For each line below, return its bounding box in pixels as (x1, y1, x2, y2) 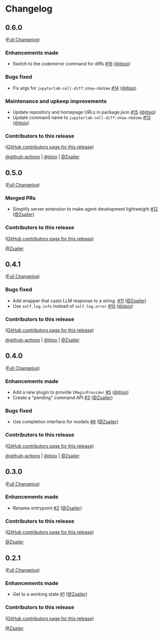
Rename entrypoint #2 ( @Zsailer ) (12, 505, 83, 511)
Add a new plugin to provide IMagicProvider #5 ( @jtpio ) (12, 389, 129, 395)
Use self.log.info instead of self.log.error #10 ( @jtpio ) (12, 303, 133, 309)
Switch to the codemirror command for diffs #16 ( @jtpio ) (12, 61, 131, 67)
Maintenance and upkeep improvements (5, 97, 107, 104)
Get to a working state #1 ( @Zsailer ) (12, 591, 88, 598)
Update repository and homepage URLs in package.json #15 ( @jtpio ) (12, 109, 156, 115)
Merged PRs (5, 194, 36, 202)
